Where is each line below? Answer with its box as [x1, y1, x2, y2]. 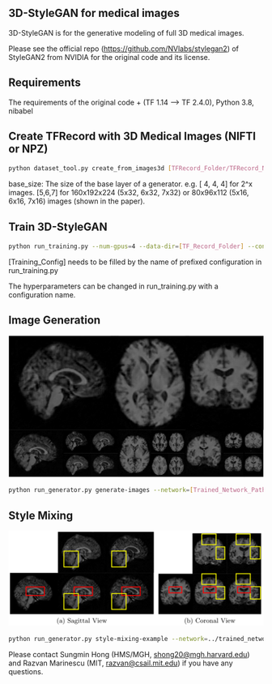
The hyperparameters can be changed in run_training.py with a [8, 281, 219, 291]
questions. [8, 666, 44, 676]
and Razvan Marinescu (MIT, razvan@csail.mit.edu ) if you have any [8, 658, 233, 668]
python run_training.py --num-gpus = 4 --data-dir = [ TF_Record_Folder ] [8, 242, 244, 250]
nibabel [8, 105, 34, 116]
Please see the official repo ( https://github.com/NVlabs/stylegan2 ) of [8, 44, 240, 53]
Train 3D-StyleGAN [8, 220, 108, 233]
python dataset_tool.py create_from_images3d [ [8, 165, 172, 173]
